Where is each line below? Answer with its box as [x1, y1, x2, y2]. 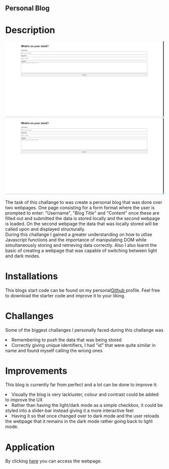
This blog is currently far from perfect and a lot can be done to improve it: [5, 382, 158, 388]
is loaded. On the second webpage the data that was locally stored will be [5, 221, 158, 227]
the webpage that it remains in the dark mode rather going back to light [5, 419, 153, 425]
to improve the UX [5, 397, 43, 403]
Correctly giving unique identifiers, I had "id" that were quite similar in [12, 342, 156, 348]
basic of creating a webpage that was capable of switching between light [5, 247, 157, 253]
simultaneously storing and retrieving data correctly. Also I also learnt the [5, 242, 157, 248]
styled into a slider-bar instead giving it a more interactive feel [5, 407, 134, 413]
